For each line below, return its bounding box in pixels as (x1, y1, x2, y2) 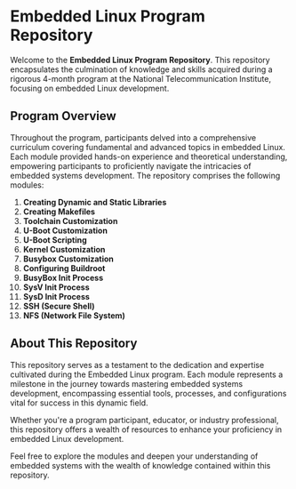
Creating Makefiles (22, 206, 96, 217)
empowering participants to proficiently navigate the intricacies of (10, 160, 252, 171)
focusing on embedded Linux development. (10, 83, 170, 93)
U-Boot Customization (22, 225, 108, 236)
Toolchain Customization (22, 215, 118, 226)
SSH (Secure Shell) (22, 301, 95, 311)
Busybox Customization (22, 253, 115, 264)
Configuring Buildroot (22, 262, 106, 273)
